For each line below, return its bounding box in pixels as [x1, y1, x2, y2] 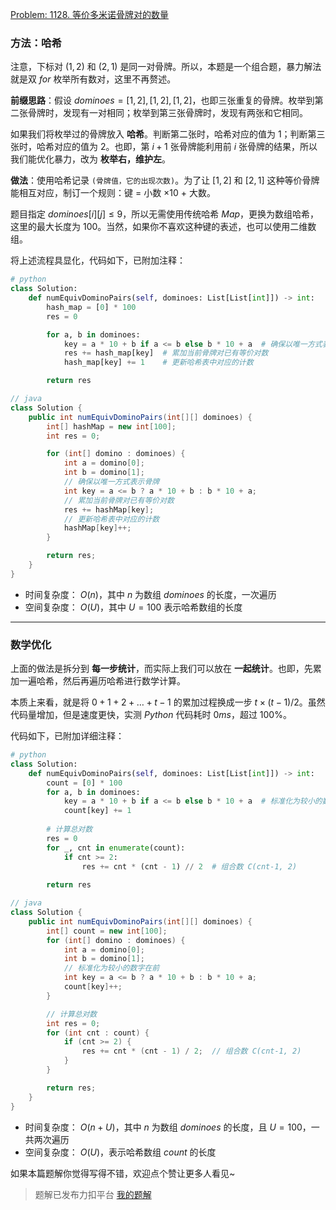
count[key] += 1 [63, 806, 132, 816]
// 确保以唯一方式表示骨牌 [63, 477, 160, 487]
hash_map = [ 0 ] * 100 [46, 302, 137, 312]
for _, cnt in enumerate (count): [46, 843, 186, 853]
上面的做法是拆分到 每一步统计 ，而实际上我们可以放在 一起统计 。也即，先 [10, 663, 313, 675]
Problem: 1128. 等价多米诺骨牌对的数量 [10, 9, 169, 20]
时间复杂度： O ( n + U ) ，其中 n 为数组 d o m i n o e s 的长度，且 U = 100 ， [24, 1121, 312, 1133]
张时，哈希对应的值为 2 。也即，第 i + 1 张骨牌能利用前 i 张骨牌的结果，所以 [10, 141, 318, 153]
